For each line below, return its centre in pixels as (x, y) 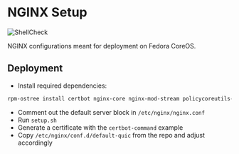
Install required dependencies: (62, 86)
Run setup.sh (37, 120)
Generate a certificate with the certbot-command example (100, 127)
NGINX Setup (47, 12)
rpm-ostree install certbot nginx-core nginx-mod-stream (94, 98)
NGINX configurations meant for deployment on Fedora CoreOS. (102, 46)
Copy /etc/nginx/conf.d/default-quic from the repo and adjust (111, 135)
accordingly (35, 143)
